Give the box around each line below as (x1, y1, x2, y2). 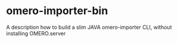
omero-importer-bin (6, 4, 108, 18)
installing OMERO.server (6, 29, 66, 37)
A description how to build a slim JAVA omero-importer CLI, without (6, 24, 172, 31)
